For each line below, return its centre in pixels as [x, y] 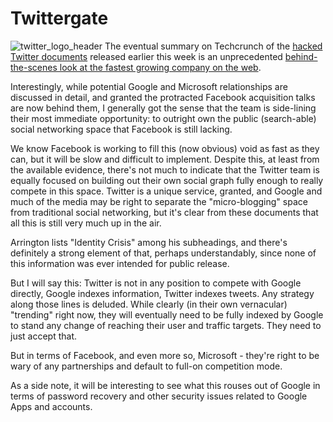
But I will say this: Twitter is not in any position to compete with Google [156, 283]
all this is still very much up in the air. [86, 223]
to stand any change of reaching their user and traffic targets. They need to [166, 325]
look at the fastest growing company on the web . [160, 67]
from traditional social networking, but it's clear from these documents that [164, 212]
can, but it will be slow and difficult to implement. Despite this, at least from [165, 159]
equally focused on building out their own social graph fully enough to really [167, 180]
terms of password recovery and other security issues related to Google [159, 396]
